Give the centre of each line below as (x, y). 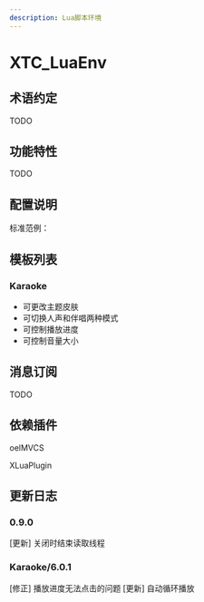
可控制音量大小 (50, 340)
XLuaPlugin (31, 465)
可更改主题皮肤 (50, 306)
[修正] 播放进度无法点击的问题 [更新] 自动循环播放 (102, 588)
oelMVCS (27, 447)
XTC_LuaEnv (58, 62)
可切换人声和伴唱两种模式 (70, 317)
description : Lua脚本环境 (56, 18)
